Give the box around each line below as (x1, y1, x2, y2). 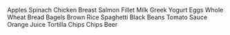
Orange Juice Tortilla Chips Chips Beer (7, 21, 118, 28)
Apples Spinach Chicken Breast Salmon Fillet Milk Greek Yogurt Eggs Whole (7, 6, 224, 14)
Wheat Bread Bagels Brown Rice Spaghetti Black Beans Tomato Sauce (7, 13, 208, 21)
